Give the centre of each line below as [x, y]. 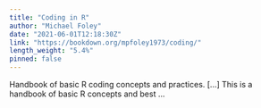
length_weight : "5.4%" [51, 51]
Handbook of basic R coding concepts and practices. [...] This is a [131, 84]
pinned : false [36, 59]
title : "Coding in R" [50, 17]
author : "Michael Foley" [55, 26]
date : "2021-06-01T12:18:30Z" [66, 34]
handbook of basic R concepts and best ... [87, 94]
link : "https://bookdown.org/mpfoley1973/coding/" [105, 42]
